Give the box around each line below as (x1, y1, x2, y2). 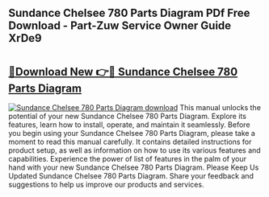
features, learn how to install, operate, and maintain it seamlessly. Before (8, 120, 250, 129)
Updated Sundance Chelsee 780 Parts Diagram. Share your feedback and (8, 171, 254, 180)
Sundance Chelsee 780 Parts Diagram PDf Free (8, 6, 250, 20)
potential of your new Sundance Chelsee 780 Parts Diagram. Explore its (8, 112, 246, 121)
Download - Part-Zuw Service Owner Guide (8, 19, 232, 33)
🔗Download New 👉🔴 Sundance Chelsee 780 (8, 64, 238, 79)
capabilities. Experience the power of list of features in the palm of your (8, 154, 246, 163)
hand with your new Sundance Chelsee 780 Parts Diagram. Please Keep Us (8, 162, 259, 172)
